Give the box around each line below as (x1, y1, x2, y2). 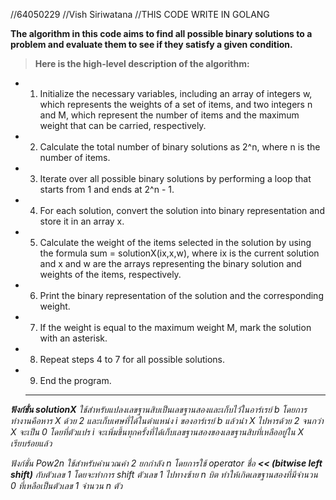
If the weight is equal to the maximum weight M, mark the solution (39, 322, 312, 333)
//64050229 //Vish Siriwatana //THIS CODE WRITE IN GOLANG (10, 9, 270, 20)
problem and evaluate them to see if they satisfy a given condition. (10, 39, 293, 50)
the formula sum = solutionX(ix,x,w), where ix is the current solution (39, 247, 320, 259)
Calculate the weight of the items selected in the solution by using (39, 237, 312, 248)
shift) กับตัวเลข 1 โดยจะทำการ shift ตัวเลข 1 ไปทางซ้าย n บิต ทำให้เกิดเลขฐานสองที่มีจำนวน (10, 469, 318, 480)
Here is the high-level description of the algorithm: (34, 58, 250, 69)
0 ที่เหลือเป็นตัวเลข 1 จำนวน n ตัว (10, 480, 123, 491)
